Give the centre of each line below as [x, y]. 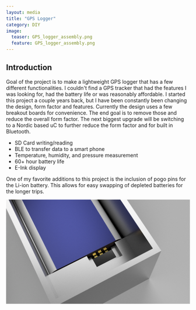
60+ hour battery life [39, 161]
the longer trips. [25, 191]
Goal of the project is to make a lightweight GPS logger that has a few [90, 81]
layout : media [23, 12]
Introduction [29, 68]
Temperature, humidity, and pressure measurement [76, 155]
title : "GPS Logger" [31, 18]
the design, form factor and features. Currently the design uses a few [89, 106]
